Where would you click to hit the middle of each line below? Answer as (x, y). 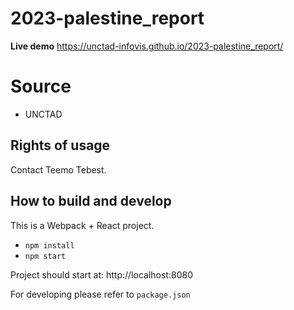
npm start (45, 256)
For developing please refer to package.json (100, 294)
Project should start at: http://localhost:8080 (101, 274)
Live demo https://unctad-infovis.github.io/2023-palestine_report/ (147, 46)
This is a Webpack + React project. (82, 225)
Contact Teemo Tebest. (58, 169)
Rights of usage (60, 145)
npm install (49, 245)
